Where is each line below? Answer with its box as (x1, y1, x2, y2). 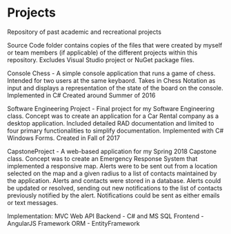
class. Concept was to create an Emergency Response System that (7, 154, 198, 163)
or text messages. (7, 198, 59, 206)
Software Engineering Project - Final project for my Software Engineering (7, 104, 215, 113)
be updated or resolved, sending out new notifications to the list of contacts (7, 184, 223, 192)
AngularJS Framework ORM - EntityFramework (7, 219, 140, 227)
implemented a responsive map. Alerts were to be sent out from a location (7, 162, 218, 170)
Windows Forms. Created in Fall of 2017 (7, 133, 121, 142)
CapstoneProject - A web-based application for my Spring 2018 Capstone (7, 147, 217, 155)
